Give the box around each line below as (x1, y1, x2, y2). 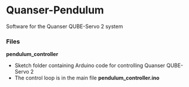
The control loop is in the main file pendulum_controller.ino (14, 74, 160, 82)
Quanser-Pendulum (6, 4, 104, 17)
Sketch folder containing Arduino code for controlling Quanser (14, 62, 166, 69)
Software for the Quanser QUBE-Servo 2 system (6, 23, 123, 30)
